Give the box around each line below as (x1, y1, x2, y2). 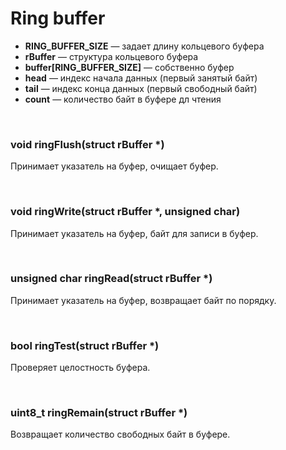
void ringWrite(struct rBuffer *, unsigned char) (10, 205, 241, 219)
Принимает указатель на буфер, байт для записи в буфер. (10, 227, 259, 239)
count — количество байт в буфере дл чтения (24, 93, 222, 105)
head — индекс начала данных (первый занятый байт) (24, 72, 258, 84)
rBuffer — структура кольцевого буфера (24, 50, 199, 62)
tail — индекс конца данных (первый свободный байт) (24, 82, 258, 94)
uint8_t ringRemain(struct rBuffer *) (10, 406, 188, 420)
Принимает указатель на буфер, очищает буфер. (10, 160, 219, 172)
